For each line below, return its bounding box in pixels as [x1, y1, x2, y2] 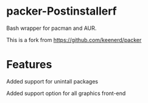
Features [6, 58, 52, 71]
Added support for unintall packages [6, 77, 99, 85]
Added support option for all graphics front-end [6, 90, 126, 97]
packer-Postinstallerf [6, 4, 117, 18]
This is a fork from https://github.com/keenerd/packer [6, 36, 142, 43]
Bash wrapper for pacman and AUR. [6, 24, 97, 32]
